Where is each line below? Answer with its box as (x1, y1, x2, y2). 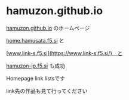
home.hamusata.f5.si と (6, 37, 64, 44)
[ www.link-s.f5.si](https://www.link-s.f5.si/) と (6, 49, 123, 57)
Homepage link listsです (6, 75, 66, 82)
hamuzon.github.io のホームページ (6, 24, 90, 31)
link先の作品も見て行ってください (6, 87, 88, 94)
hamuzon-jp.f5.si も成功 (6, 62, 66, 69)
